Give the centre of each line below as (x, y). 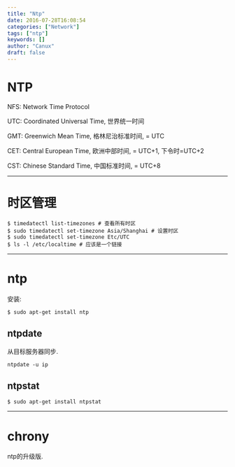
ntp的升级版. (25, 457)
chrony (28, 436)
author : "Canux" (31, 46)
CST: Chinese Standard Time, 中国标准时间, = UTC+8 (84, 166)
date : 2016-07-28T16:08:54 (47, 20)
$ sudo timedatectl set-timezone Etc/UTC (69, 237)
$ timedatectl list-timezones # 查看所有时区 (72, 223)
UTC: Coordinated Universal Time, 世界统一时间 (76, 121)
